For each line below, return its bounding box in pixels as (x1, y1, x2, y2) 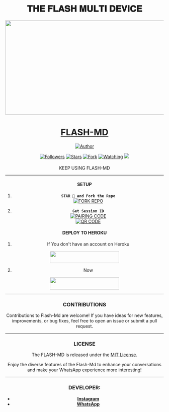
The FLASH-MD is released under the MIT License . (32, 352, 137, 358)
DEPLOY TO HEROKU (62, 230, 107, 236)
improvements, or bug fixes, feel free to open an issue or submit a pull (12, 318, 157, 324)
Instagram (77, 395, 100, 401)
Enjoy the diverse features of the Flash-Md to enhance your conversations (7, 362, 162, 368)
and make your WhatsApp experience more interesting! (27, 367, 142, 373)
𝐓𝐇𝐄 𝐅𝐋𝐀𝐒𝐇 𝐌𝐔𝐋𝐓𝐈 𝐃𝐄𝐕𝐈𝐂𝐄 (27, 3, 142, 15)
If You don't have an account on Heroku (47, 241, 130, 247)
